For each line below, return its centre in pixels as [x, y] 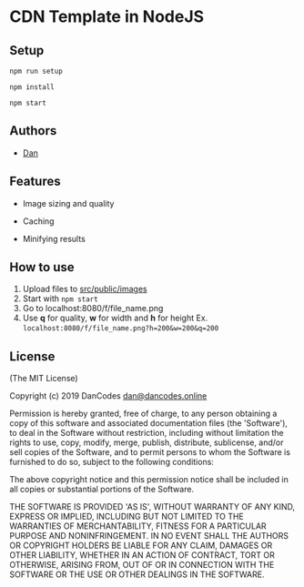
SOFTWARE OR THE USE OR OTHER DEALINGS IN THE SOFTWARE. [137, 574]
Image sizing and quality [68, 203]
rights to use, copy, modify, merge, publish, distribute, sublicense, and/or [147, 442]
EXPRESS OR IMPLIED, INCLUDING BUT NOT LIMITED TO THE [127, 517]
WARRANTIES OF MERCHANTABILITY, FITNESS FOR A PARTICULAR [138, 526]
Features [35, 182]
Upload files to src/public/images [85, 289]
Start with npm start [60, 299]
